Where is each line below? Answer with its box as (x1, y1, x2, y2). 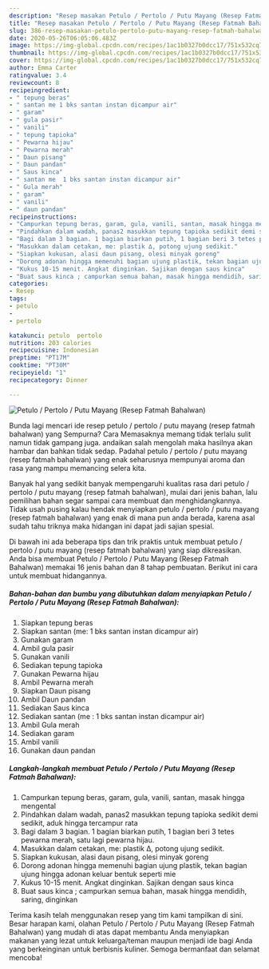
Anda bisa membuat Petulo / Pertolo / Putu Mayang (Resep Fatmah (9, 553, 229, 563)
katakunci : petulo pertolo (9, 332, 103, 340)
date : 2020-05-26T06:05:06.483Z (9, 34, 117, 42)
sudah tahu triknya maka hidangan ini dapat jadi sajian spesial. (9, 521, 215, 531)
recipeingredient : (9, 86, 70, 94)
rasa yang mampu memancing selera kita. (9, 463, 147, 472)
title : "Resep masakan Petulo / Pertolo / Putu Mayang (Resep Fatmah (9, 19, 246, 27)
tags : (9, 295, 27, 303)
